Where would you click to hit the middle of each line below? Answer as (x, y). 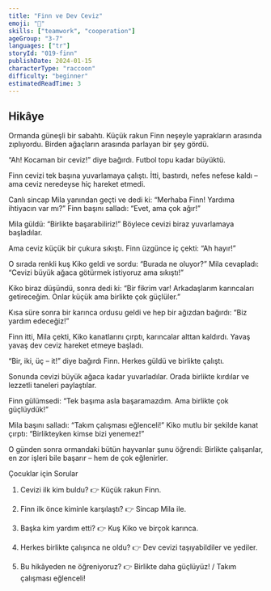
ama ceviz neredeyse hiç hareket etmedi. (77, 184)
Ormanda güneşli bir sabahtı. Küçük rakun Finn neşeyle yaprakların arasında (135, 136)
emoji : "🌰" (27, 23)
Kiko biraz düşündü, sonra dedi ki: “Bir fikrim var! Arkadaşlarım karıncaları (131, 289)
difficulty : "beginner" (49, 76)
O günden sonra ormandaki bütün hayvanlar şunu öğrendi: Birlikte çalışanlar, (136, 450)
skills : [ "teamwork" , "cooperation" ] (72, 31)
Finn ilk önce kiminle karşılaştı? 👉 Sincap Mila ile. (103, 509)
